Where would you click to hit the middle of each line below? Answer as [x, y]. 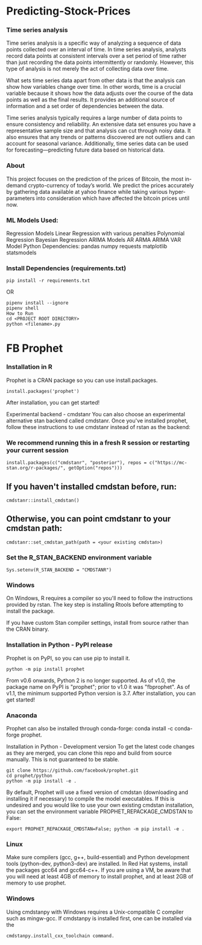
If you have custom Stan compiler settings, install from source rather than [97, 623]
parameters [21, 198]
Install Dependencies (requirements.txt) [66, 268]
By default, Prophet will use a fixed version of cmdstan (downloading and [97, 792]
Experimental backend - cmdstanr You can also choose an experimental [96, 414]
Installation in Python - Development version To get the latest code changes [100, 746]
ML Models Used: [32, 220]
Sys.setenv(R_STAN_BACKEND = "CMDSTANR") [59, 570]
